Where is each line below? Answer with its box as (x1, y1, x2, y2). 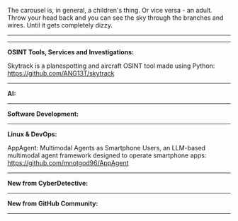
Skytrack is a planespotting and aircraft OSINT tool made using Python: (7, 61, 215, 70)
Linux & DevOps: (7, 130, 58, 138)
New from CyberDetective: (7, 179, 89, 187)
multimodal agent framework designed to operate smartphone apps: (7, 151, 207, 160)
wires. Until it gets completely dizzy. (7, 21, 113, 29)
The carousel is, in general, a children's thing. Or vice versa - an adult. (7, 6, 212, 14)
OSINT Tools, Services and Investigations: (7, 48, 135, 56)
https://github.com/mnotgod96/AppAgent (7, 159, 129, 167)
